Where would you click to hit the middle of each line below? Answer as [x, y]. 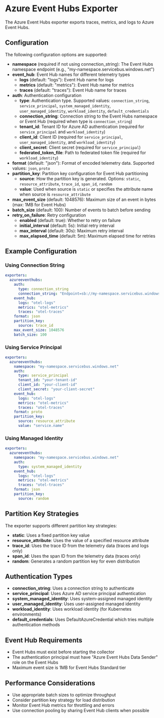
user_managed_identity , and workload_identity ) [67, 142]
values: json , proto [31, 168]
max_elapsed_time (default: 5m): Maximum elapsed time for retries [87, 236]
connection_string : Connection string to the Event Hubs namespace [88, 116]
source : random [33, 498]
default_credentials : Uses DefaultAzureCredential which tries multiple [83, 619]
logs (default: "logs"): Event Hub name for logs [67, 79]
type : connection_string [43, 289]
